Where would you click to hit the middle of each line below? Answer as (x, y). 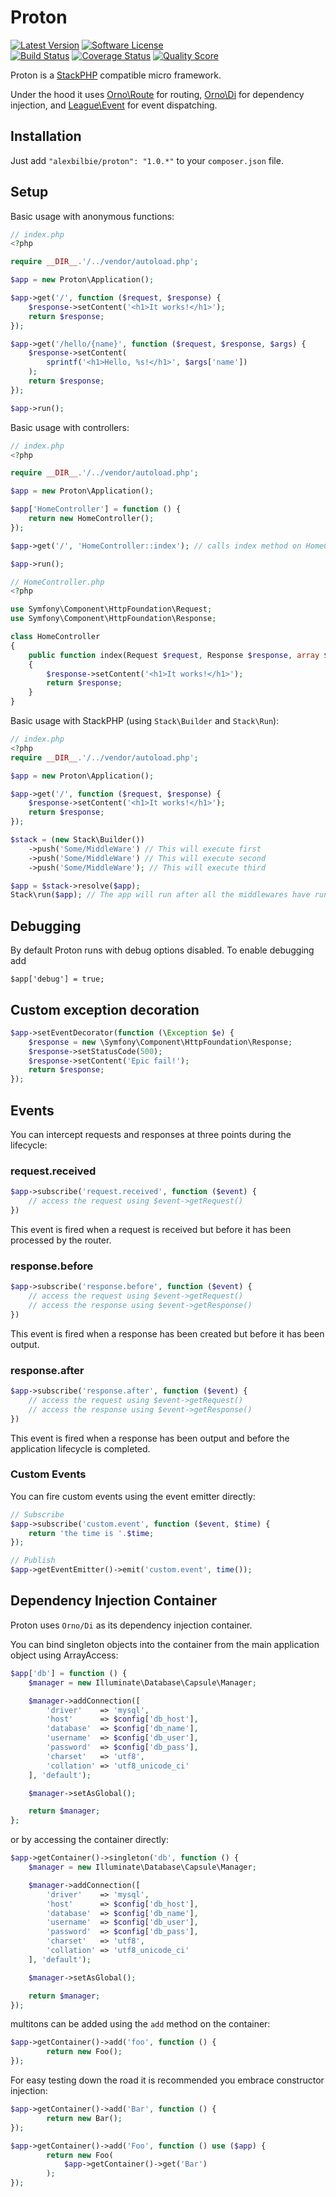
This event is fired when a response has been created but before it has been (167, 1333)
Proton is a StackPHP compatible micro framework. (116, 75)
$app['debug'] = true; (57, 979)
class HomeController (55, 637)
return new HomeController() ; (91, 519)
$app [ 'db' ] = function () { (69, 1673)
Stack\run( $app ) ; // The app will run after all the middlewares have (160, 895)
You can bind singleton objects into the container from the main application (165, 1644)
